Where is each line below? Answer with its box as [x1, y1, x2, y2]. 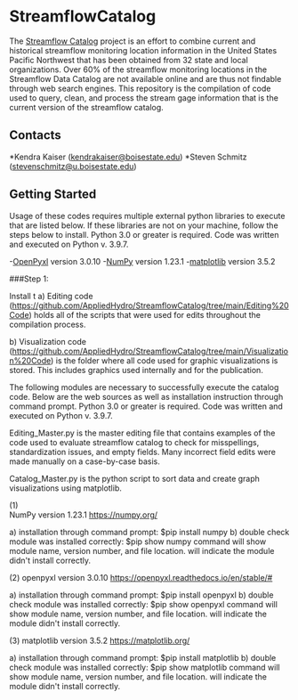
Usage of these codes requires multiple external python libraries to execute [9, 210, 286, 221]
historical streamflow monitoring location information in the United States [9, 45, 278, 55]
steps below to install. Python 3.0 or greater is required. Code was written [9, 229, 279, 240]
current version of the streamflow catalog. [9, 102, 165, 112]
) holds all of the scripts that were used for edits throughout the [28, 309, 261, 320]
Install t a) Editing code [9, 290, 93, 301]
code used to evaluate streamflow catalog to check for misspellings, [9, 436, 260, 447]
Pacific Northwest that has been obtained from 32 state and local [9, 54, 249, 65]
